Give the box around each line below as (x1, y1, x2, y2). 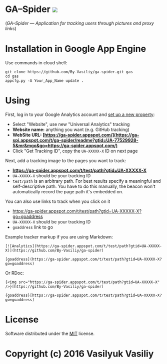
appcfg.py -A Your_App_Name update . (5, 78, 84, 83)
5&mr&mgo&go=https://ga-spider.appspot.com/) (12, 142, 118, 149)
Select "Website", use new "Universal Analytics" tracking (12, 121, 130, 127)
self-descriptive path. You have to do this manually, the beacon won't (12, 183, 155, 189)
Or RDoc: (5, 270, 24, 276)
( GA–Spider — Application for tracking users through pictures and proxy (5, 20, 154, 26)
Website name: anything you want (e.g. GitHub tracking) (12, 127, 130, 133)
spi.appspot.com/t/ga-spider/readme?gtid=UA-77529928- (12, 137, 138, 143)
